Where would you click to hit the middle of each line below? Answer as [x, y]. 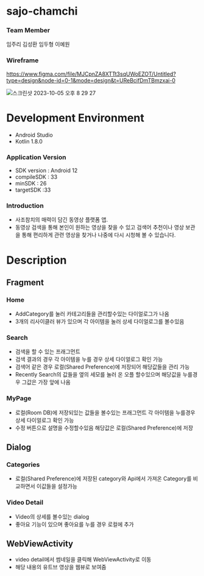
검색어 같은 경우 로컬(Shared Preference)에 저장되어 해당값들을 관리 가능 [102, 367]
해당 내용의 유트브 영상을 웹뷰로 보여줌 [61, 567]
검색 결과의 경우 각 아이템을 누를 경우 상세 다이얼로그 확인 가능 [89, 359]
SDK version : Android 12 [46, 171]
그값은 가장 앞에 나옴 [46, 382]
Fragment [25, 282]
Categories [23, 465]
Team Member [28, 31]
